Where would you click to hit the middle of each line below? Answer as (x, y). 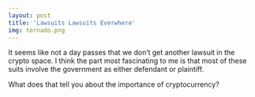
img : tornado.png (37, 30)
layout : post (30, 15)
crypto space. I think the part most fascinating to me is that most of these (127, 61)
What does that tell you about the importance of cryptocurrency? (114, 84)
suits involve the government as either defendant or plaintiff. (106, 69)
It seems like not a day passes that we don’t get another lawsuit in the (122, 53)
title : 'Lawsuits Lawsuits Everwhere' (72, 23)
